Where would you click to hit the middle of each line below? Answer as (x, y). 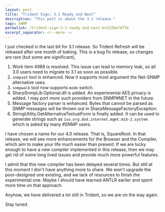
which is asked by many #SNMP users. (52, 124)
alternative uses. (29, 82)
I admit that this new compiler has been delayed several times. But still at (79, 164)
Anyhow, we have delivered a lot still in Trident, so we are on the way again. (82, 195)
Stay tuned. (17, 204)
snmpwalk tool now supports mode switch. (53, 88)
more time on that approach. (34, 185)
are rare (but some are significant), (40, 57)
